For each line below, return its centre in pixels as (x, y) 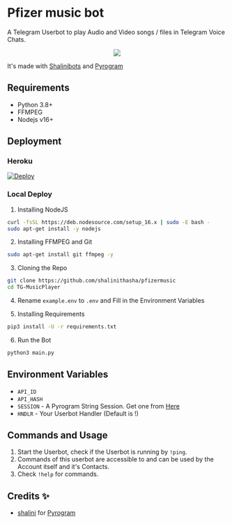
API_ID (27, 392)
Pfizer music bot (56, 13)
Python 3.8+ (35, 104)
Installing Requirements (51, 314)
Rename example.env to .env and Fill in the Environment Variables (111, 301)
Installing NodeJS (42, 209)
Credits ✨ (29, 496)
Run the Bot (34, 340)
